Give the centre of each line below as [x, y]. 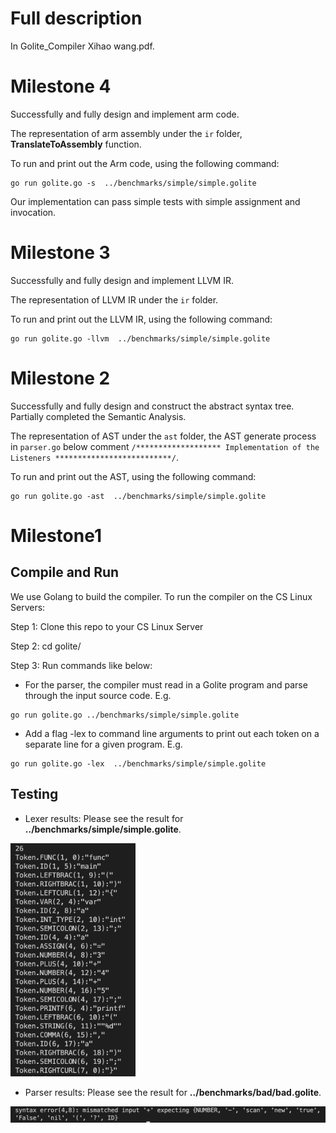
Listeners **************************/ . [94, 457]
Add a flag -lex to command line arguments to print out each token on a [172, 733]
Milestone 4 [61, 86]
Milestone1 [56, 535]
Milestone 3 [60, 253]
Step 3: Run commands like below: [81, 665]
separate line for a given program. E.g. [103, 744]
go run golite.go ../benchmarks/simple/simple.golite [125, 715]
